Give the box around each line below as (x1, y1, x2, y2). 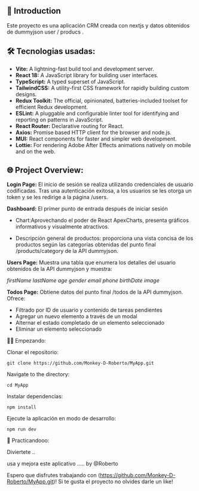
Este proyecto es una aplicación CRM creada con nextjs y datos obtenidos (7, 22, 190, 29)
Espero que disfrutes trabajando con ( (7, 472, 100, 479)
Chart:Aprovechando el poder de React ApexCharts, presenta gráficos (15, 216, 189, 224)
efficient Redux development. (15, 103, 88, 111)
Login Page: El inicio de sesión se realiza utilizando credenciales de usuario (7, 181, 194, 188)
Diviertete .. (7, 449, 35, 456)
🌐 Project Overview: (7, 165, 84, 175)
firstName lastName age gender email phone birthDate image (7, 277, 160, 284)
